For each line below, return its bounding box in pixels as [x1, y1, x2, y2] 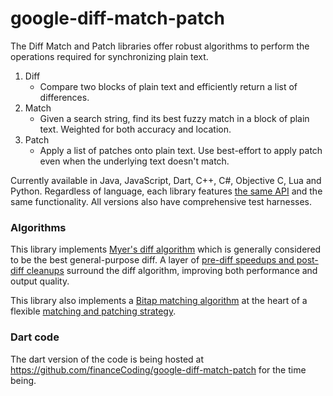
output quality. [10, 275, 70, 287]
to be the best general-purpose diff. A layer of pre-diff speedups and [10, 254, 295, 266]
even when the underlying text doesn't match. [39, 155, 230, 167]
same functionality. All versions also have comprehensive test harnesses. [10, 195, 313, 207]
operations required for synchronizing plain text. [10, 50, 209, 62]
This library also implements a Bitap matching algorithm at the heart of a [10, 295, 308, 307]
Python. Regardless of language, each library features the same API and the [10, 185, 323, 197]
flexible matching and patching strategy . [10, 305, 177, 317]
